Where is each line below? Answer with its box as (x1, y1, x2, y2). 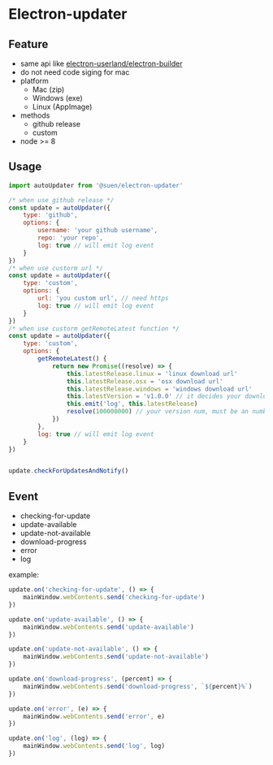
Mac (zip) (32, 84, 65, 94)
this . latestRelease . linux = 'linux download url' (66, 370, 238, 378)
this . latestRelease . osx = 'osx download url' (66, 377, 223, 386)
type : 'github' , (23, 211, 79, 219)
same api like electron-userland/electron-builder (19, 58, 183, 68)
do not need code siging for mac (19, 67, 130, 77)
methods (19, 110, 50, 120)
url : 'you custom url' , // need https (37, 294, 169, 303)
